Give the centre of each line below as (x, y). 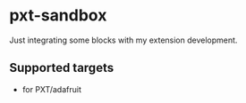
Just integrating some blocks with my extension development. (123, 40)
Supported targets (62, 68)
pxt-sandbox (58, 16)
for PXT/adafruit (52, 89)
